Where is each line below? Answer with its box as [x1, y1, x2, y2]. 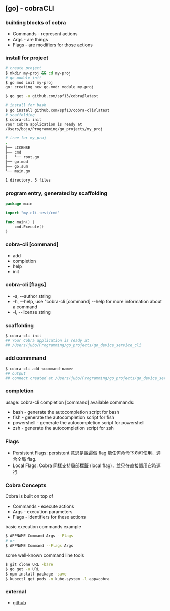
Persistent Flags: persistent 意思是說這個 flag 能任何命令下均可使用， [12, 450, 157, 456]
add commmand [5, 354, 47, 362]
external [5, 588, 26, 595]
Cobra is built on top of [5, 493, 53, 499]
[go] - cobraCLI [5, 4, 54, 13]
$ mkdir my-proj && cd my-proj [5, 70, 71, 76]
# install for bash [5, 103, 47, 108]
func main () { [5, 220, 35, 225]
